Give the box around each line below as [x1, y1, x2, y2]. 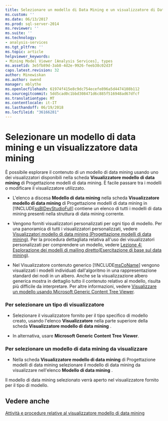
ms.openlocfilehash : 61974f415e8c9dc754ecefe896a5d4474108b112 [5, 86, 140, 92]
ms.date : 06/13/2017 [5, 17, 48, 22]
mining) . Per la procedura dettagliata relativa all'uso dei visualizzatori [12, 236, 155, 242]
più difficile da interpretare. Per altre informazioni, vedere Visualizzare [12, 283, 157, 289]
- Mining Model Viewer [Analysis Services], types [5, 59, 113, 64]
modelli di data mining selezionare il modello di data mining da [12, 362, 141, 368]
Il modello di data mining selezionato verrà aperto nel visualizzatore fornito [5, 377, 159, 383]
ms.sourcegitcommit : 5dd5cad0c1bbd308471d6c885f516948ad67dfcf [5, 91, 140, 96]
